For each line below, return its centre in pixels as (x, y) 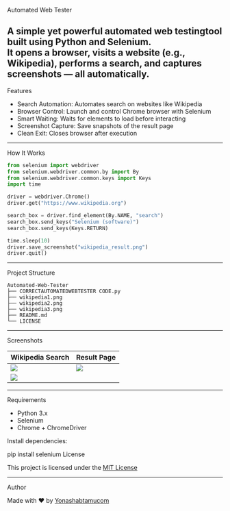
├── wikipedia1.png (35, 297)
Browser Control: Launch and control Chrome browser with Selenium (114, 111)
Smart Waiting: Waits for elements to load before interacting (101, 119)
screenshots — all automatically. (78, 74)
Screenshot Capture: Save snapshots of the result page (95, 125)
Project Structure (31, 273)
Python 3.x (32, 413)
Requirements (27, 400)
